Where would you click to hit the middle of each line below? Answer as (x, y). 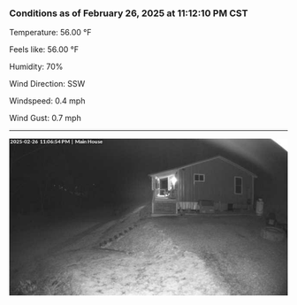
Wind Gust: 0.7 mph (45, 118)
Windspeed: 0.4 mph (47, 101)
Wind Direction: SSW (47, 84)
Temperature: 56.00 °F (50, 33)
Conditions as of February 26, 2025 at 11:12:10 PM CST (129, 13)
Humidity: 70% (36, 67)
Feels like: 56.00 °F (44, 50)
